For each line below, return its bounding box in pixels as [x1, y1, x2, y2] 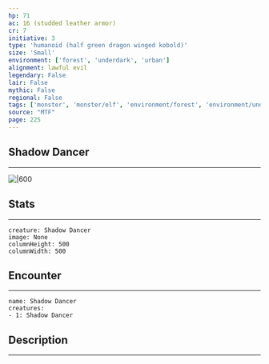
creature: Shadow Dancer [8, 226, 91, 234]
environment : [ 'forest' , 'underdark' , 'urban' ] [8, 57, 171, 65]
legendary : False [8, 71, 66, 79]
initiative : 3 [8, 34, 56, 42]
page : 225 [8, 116, 42, 124]
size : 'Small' [8, 49, 56, 57]
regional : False [8, 94, 62, 102]
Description [8, 333, 68, 346]
